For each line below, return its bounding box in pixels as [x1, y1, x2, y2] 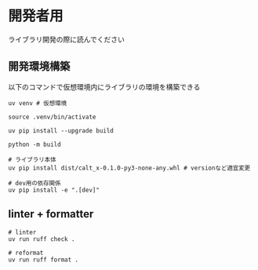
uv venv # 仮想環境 [8, 99, 67, 107]
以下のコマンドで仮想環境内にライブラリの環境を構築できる [8, 82, 201, 91]
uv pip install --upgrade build [8, 126, 114, 134]
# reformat [8, 249, 44, 257]
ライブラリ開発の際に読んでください [8, 35, 125, 44]
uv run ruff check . [8, 235, 76, 243]
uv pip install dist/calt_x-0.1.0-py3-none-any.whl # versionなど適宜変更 [8, 164, 251, 172]
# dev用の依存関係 [8, 179, 61, 187]
